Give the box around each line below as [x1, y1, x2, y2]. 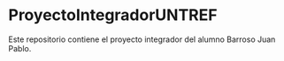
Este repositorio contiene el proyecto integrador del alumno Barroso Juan [8, 34, 276, 44]
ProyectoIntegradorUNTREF [8, 5, 218, 25]
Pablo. [8, 43, 32, 53]
